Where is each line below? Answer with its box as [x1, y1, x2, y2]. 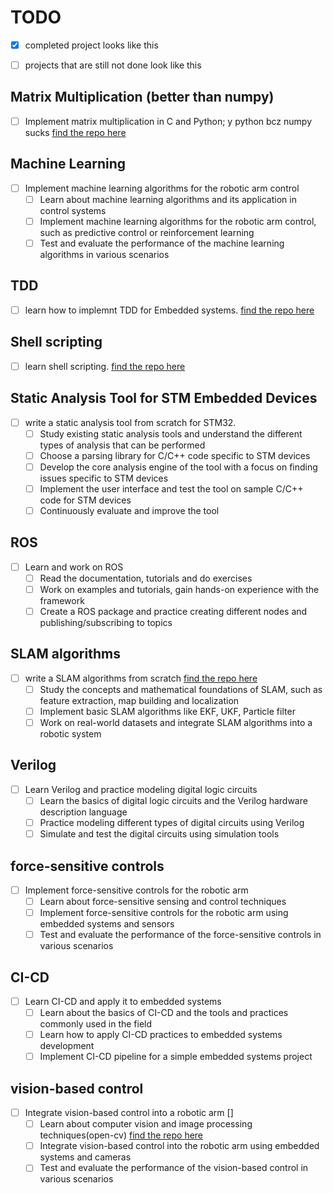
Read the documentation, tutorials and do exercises [39, 572, 253, 584]
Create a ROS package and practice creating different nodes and [39, 605, 308, 617]
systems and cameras [39, 1151, 132, 1163]
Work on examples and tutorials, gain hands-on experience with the [39, 583, 320, 595]
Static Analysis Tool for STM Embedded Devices [10, 390, 318, 407]
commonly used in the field [39, 1018, 153, 1030]
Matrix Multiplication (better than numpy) [10, 89, 275, 106]
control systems [39, 204, 107, 216]
